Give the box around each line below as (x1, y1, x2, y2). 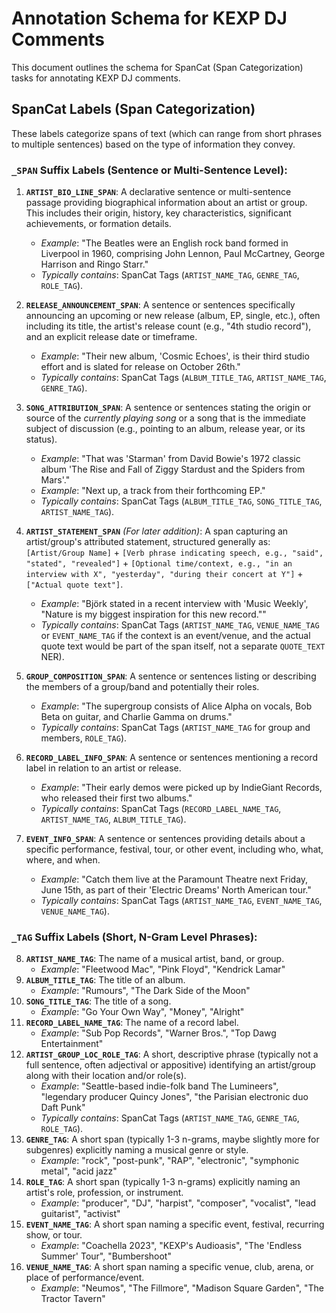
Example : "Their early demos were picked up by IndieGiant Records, (40, 782, 323, 794)
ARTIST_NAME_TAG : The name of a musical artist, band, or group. (25, 953, 285, 965)
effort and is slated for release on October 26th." (40, 361, 241, 373)
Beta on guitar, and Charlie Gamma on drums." (40, 711, 233, 723)
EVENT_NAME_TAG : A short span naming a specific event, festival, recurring (25, 1218, 325, 1231)
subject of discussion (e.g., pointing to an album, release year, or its (25, 423, 306, 435)
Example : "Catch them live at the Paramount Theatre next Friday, (40, 873, 309, 886)
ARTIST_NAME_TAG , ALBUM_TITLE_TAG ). (40, 813, 187, 826)
